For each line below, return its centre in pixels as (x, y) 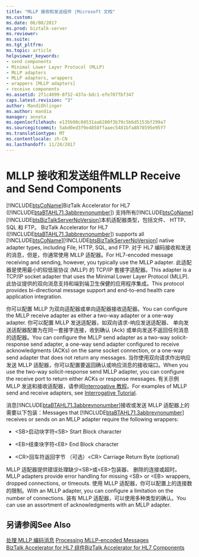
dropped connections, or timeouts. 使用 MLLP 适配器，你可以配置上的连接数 (99, 483)
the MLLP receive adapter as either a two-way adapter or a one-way (90, 315)
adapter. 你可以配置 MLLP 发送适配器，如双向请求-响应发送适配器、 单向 (95, 323)
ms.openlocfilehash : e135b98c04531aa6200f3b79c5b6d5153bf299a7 (86, 123)
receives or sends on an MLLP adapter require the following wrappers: (92, 419)
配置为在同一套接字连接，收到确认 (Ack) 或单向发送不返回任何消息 (108, 330)
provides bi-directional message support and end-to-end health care (91, 290)
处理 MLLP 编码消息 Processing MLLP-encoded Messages (78, 540)
